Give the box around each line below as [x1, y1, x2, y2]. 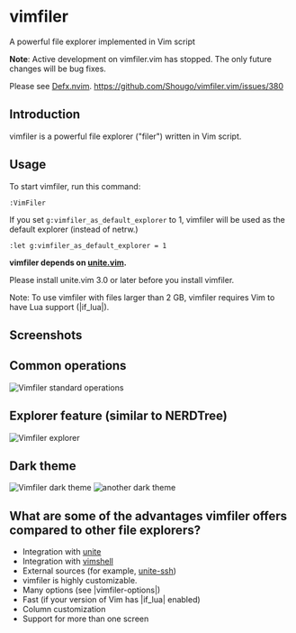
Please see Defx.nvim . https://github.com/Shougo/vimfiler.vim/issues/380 [9, 80, 284, 91]
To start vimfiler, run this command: [9, 180, 141, 191]
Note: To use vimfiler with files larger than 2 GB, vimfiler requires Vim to [9, 291, 275, 303]
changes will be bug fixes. [9, 63, 106, 74]
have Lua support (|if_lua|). [9, 301, 110, 312]
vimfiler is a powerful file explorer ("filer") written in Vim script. [9, 131, 242, 142]
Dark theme [9, 458, 76, 473]
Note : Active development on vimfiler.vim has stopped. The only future [9, 53, 273, 64]
